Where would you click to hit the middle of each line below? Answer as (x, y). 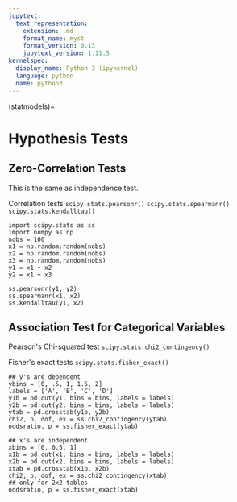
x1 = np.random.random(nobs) (57, 247)
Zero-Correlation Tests (67, 169)
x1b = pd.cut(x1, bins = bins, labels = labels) (91, 455)
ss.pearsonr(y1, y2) (43, 288)
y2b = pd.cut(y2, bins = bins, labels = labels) (91, 405)
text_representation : (52, 23)
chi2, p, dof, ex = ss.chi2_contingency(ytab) (88, 420)
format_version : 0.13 (59, 46)
